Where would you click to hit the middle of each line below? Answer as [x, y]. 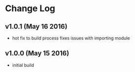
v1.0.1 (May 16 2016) [36, 27]
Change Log [30, 9]
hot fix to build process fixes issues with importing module [71, 38]
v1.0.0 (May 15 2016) [37, 53]
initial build [23, 65]
